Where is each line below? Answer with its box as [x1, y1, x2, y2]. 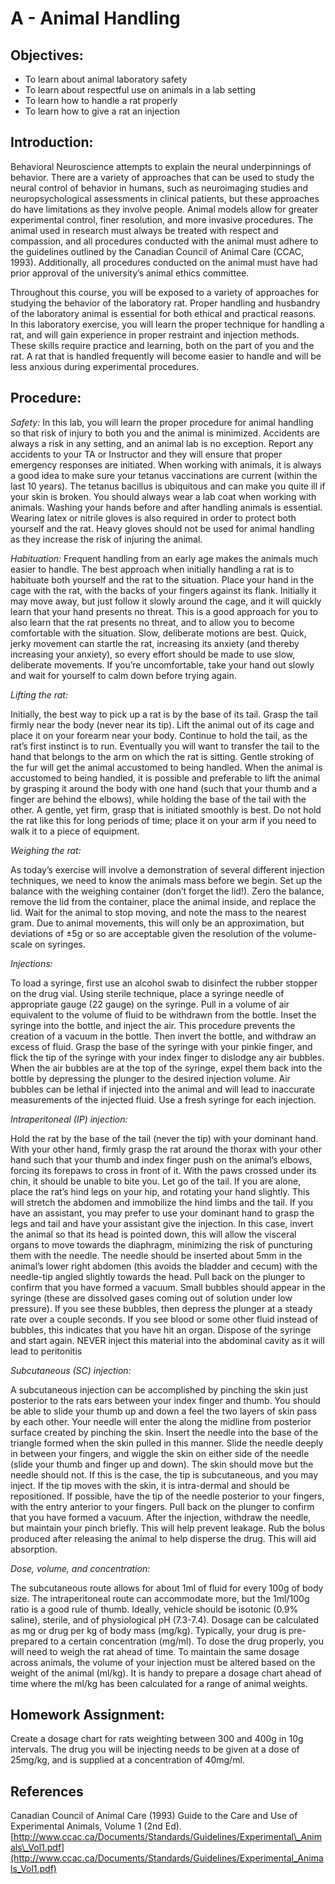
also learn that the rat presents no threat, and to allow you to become [10, 616, 295, 628]
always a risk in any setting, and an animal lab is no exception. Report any [10, 437, 314, 449]
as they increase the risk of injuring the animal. [10, 533, 203, 545]
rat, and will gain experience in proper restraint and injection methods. [10, 328, 300, 341]
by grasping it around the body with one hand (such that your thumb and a [10, 782, 318, 794]
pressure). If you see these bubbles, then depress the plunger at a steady [10, 1302, 313, 1314]
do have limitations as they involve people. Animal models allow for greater [10, 203, 319, 215]
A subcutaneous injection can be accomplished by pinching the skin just [10, 1383, 308, 1396]
